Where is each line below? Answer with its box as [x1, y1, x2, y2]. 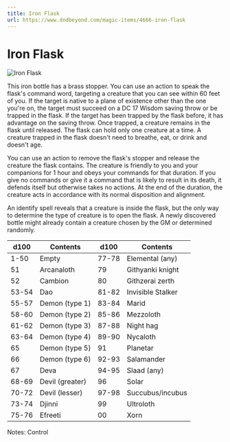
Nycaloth [126, 332, 157, 341]
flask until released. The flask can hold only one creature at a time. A [7, 126, 201, 134]
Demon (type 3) [39, 321, 91, 330]
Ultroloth [126, 399, 155, 409]
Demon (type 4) [39, 332, 91, 341]
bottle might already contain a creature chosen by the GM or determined [7, 218, 212, 227]
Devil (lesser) [39, 388, 83, 398]
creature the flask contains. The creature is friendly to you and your [7, 161, 198, 169]
